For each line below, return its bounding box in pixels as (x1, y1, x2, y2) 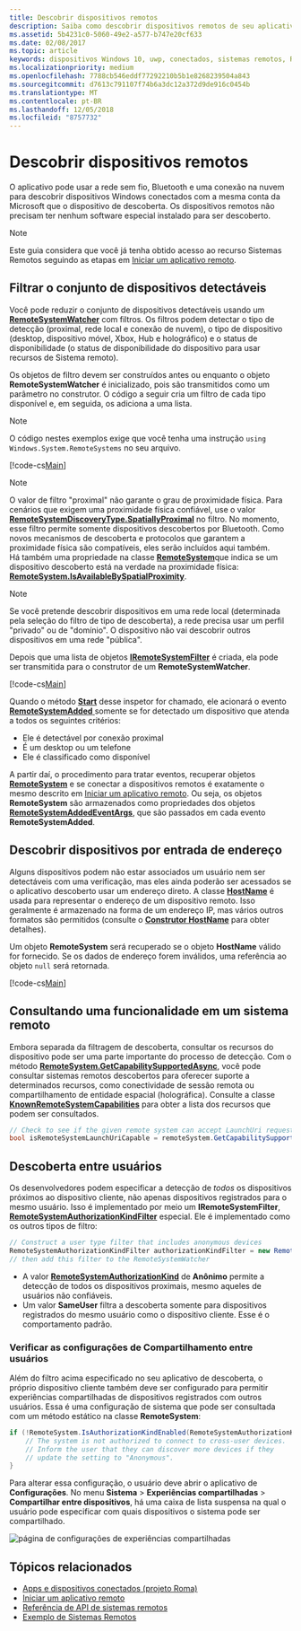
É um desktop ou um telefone (21, 741, 132, 752)
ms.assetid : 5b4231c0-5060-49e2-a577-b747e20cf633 (9, 30, 202, 39)
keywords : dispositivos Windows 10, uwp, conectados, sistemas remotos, (9, 55, 287, 64)
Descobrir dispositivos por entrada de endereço (9, 843, 282, 858)
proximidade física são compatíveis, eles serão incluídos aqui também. (9, 542, 271, 553)
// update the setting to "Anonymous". (25, 1453, 175, 1462)
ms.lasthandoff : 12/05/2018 (9, 105, 115, 114)
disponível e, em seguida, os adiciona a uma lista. (9, 398, 193, 408)
